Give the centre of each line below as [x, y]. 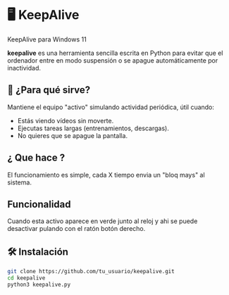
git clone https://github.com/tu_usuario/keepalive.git [91, 272]
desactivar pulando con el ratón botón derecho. [76, 229]
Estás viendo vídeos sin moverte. [66, 120]
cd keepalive [26, 278]
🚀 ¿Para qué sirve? [49, 90]
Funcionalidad [39, 204]
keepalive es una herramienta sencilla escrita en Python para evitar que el [115, 53]
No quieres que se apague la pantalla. [73, 135]
